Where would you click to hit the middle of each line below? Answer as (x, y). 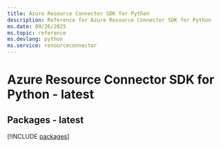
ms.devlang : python (35, 39)
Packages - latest (46, 120)
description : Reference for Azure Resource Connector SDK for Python (109, 20)
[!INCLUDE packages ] (38, 136)
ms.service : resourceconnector (52, 46)
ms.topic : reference (37, 33)
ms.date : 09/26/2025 (37, 26)
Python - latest (51, 95)
